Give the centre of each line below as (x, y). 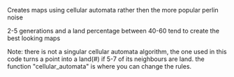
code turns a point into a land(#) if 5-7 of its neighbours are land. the (106, 59)
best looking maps (34, 38)
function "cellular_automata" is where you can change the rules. (100, 66)
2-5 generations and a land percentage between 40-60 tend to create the (114, 31)
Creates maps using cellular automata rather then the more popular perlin (113, 10)
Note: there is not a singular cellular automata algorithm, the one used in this (117, 52)
